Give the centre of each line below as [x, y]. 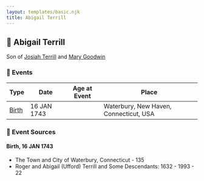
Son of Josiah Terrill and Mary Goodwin [56, 57]
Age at [82, 88]
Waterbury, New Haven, [138, 106]
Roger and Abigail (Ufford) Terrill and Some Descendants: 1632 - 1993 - [104, 166]
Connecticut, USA [129, 114]
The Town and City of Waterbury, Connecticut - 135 [80, 160]
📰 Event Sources [31, 132]
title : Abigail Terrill [36, 18]
